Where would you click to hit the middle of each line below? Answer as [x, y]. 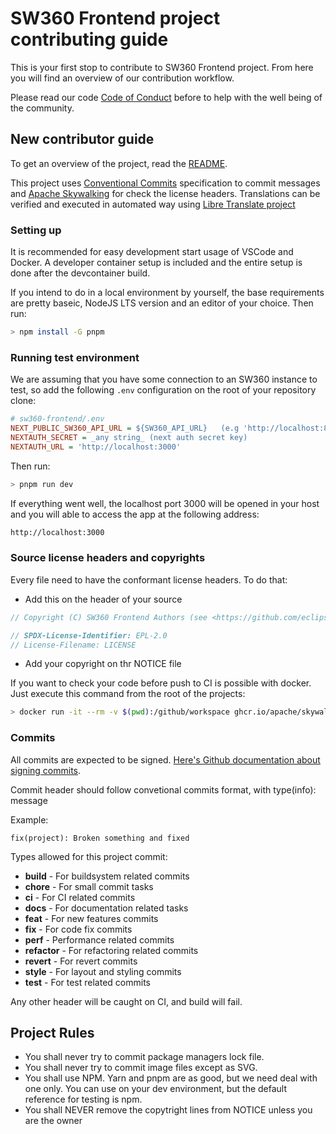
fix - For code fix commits [78, 929]
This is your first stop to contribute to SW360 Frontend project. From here [162, 67]
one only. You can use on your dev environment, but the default [156, 1089]
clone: [23, 401]
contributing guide [89, 39]
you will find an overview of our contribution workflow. [122, 78]
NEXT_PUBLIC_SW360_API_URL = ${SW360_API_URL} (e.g [125, 428]
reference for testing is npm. [83, 1099]
